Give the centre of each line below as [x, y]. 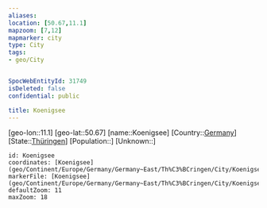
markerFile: [28, 177]
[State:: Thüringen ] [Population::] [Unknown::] [82, 141]
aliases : [23, 15]
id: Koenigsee [32, 156]
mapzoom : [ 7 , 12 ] [35, 30]
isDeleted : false [37, 88]
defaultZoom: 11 [35, 191]
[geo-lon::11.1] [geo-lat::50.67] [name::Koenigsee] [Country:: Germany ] [122, 133]
